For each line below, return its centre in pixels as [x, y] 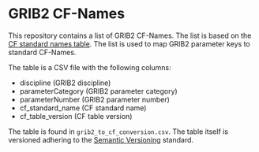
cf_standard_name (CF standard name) [83, 108]
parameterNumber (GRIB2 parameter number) [94, 99]
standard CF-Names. [42, 52]
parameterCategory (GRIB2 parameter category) [98, 91]
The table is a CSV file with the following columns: [90, 67]
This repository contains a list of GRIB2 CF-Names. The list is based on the [130, 35]
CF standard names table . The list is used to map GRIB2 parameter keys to [129, 43]
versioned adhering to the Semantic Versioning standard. [101, 139]
